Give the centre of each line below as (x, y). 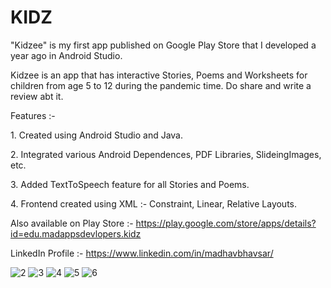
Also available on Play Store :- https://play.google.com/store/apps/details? (163, 223)
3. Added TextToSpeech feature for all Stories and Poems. (130, 184)
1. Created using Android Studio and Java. (97, 135)
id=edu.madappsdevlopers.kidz (76, 233)
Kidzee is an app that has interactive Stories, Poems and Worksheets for (159, 75)
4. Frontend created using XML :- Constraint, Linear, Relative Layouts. (154, 203)
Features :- (33, 115)
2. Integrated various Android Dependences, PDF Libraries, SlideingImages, (166, 154)
